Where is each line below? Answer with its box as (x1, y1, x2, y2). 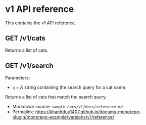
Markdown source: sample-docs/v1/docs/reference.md (12, 103, 123, 109)
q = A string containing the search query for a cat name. (12, 84, 127, 90)
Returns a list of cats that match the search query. (5, 94, 107, 100)
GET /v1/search (5, 62, 53, 70)
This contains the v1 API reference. (5, 20, 76, 26)
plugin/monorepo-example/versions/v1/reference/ (12, 114, 115, 120)
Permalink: (12, 109, 35, 115)
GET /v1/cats (5, 34, 46, 42)
